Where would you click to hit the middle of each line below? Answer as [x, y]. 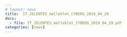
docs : [11, 18]
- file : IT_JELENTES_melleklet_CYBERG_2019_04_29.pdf [66, 23]
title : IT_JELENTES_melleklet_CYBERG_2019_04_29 [57, 14]
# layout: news [21, 9]
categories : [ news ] [25, 27]
